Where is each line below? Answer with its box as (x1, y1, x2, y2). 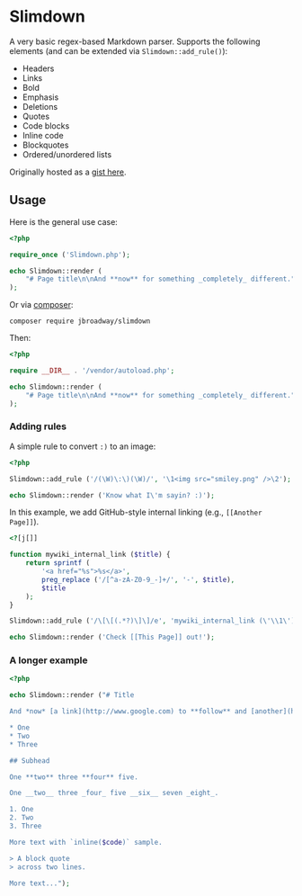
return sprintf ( (25, 559, 91, 568)
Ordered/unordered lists (22, 148, 112, 159)
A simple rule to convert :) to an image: (9, 441, 156, 452)
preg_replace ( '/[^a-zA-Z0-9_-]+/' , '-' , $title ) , (41, 575, 235, 584)
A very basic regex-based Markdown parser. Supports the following (9, 36, 261, 47)
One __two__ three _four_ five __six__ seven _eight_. (9, 789, 219, 798)
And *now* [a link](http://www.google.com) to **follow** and (9, 707, 247, 716)
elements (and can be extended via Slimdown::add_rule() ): (9, 45, 228, 56)
